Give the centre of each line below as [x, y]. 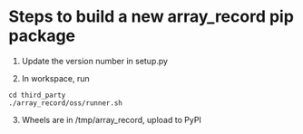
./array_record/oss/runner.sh [66, 103]
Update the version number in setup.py [95, 61]
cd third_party [37, 95]
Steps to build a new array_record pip [151, 17]
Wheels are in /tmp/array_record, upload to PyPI [111, 120]
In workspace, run [55, 78]
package [42, 36]
